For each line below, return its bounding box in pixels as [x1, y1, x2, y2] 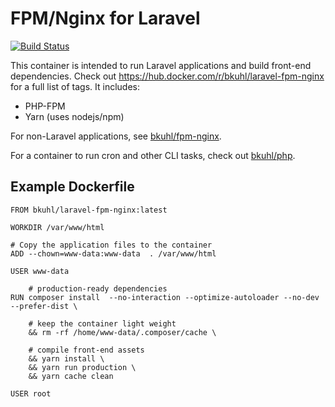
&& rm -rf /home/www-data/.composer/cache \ [28, 327, 217, 337]
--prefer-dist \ [10, 301, 78, 311]
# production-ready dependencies [28, 283, 168, 294]
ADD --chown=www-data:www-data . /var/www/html [10, 248, 217, 259]
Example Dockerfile [10, 178, 135, 196]
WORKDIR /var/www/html [10, 222, 105, 232]
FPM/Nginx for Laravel [10, 7, 201, 30]
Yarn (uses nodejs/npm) [24, 110, 125, 122]
